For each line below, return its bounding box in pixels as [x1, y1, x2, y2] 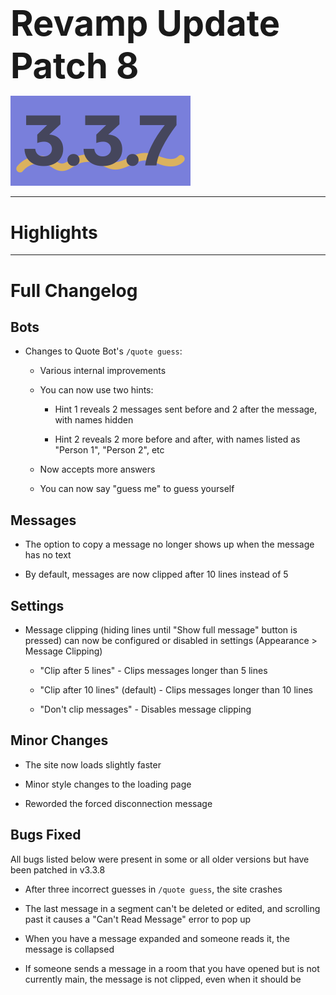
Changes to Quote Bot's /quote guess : [24, 345, 183, 357]
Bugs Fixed [10, 827, 82, 844]
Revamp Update [10, 2, 281, 46]
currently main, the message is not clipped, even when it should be [24, 973, 302, 985]
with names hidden [54, 414, 134, 426]
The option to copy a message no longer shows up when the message [24, 538, 315, 551]
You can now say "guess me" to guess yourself [39, 483, 235, 495]
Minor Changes [10, 732, 109, 749]
